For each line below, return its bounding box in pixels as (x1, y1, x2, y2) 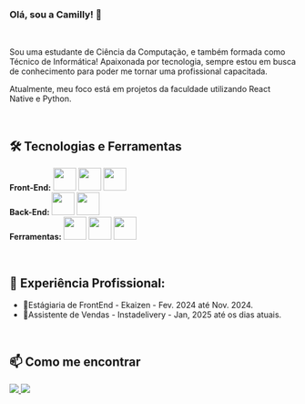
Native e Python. (9, 93, 72, 104)
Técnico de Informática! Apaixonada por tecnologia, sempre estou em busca (9, 57, 297, 67)
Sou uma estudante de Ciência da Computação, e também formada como (9, 47, 286, 57)
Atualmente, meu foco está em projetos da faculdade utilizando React (9, 84, 271, 95)
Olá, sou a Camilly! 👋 (9, 8, 102, 21)
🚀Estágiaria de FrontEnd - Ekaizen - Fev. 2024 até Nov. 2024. (22, 299, 253, 310)
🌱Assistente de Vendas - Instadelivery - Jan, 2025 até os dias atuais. (22, 309, 282, 320)
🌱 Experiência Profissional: (9, 275, 166, 291)
